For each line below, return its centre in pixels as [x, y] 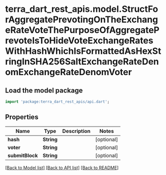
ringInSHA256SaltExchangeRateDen [82, 62]
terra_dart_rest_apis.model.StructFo [82, 9]
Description [76, 131]
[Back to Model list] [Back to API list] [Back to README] [62, 168]
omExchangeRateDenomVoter [69, 72]
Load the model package [44, 90]
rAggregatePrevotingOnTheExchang [82, 20]
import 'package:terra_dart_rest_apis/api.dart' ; [57, 102]
